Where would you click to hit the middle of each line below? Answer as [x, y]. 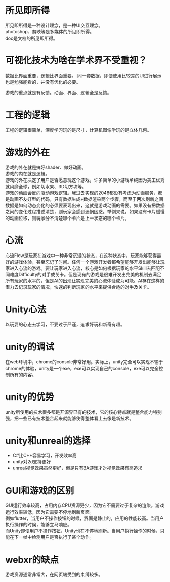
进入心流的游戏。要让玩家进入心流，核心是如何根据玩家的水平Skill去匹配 [85, 268]
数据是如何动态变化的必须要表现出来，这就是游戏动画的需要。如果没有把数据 [85, 205]
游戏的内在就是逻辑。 [27, 173]
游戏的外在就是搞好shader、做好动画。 [46, 167]
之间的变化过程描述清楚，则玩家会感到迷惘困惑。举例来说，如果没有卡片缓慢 [85, 211]
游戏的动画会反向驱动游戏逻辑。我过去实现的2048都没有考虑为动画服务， [82, 193]
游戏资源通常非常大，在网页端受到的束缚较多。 [54, 575]
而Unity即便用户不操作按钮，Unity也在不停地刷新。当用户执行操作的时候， [83, 531]
